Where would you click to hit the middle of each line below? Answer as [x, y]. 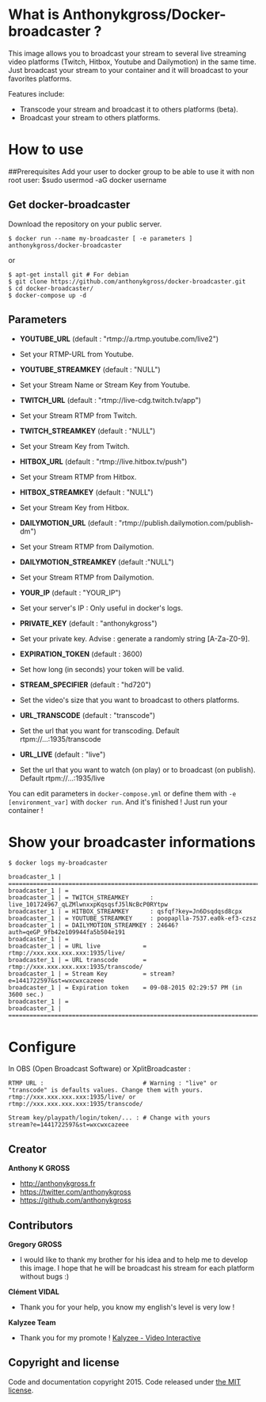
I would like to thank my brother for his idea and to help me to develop [133, 1260]
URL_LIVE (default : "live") [63, 754]
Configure [42, 1047]
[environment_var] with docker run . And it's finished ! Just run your [118, 802]
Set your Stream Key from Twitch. [75, 446]
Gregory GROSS [35, 1244]
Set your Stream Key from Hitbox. [74, 507]
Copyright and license [64, 1363]
